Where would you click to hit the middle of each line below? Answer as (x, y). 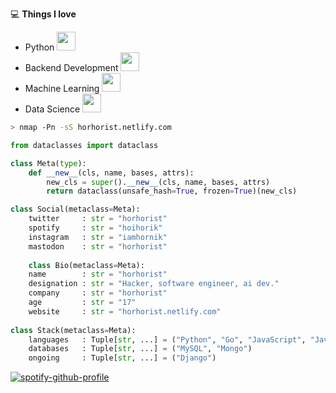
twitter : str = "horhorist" (98, 219)
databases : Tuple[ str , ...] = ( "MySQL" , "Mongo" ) (140, 349)
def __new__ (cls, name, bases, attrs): (111, 173)
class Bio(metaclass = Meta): (86, 265)
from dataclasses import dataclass (84, 145)
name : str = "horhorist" (98, 274)
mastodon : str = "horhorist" (98, 246)
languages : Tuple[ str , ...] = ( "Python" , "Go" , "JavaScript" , (167, 339)
